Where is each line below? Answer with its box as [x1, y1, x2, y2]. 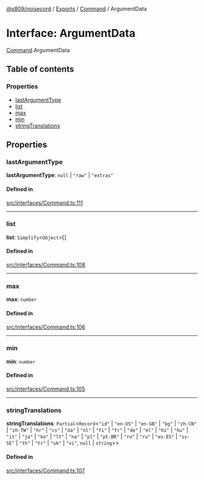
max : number [6, 296, 37, 303]
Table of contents [6, 64, 74, 75]
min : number [6, 358, 36, 365]
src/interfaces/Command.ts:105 [6, 385, 86, 393]
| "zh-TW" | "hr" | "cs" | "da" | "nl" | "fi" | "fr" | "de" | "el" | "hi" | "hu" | [6, 427, 189, 434]
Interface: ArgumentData [6, 27, 135, 40]
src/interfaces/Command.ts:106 [6, 323, 86, 331]
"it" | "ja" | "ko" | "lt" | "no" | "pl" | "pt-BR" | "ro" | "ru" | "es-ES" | [6, 433, 178, 440]
